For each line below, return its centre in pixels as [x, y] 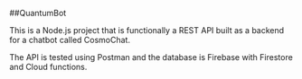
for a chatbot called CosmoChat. [70, 40]
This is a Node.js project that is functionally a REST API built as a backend [147, 30]
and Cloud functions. [48, 67]
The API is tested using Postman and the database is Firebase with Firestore [151, 57]
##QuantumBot [38, 13]
